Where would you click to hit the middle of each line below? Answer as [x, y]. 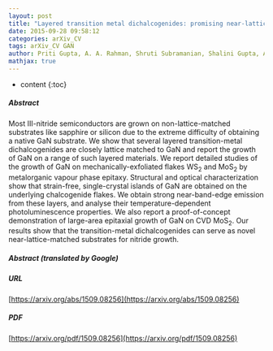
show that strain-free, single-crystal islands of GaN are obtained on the [128, 186]
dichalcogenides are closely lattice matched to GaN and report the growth [132, 149]
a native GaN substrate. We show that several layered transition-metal [126, 141]
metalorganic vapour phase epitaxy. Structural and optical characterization [133, 177]
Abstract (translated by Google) [64, 258]
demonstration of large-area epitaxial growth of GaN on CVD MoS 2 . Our [129, 221]
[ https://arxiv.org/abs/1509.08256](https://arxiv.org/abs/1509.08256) [124, 299]
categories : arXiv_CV [45, 39]
